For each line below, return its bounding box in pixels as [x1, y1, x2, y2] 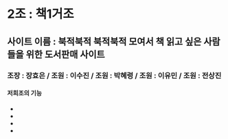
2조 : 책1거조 [7, 6, 74, 22]
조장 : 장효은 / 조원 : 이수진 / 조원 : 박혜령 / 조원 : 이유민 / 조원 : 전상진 [7, 71, 222, 80]
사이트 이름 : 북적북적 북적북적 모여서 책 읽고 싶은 [7, 36, 202, 47]
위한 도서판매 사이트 [25, 49, 105, 60]
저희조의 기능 [7, 89, 43, 97]
